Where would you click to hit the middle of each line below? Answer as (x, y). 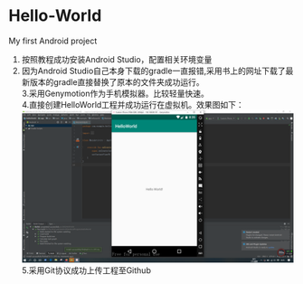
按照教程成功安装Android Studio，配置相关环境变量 (117, 59)
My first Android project (53, 41)
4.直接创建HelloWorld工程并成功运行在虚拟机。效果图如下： (133, 104)
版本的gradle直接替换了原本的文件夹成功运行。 (117, 81)
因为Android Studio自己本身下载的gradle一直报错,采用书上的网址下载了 (153, 71)
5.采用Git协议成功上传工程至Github (86, 270)
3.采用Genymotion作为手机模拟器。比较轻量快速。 (115, 93)
